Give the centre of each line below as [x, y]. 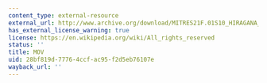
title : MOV [26, 52]
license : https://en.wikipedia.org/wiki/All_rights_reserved [112, 38]
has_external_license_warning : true [69, 30]
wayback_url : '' [35, 67]
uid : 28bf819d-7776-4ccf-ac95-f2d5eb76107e [81, 60]
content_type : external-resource [64, 15]
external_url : [32, 23]
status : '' [26, 45]
